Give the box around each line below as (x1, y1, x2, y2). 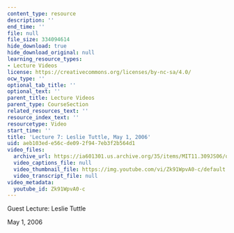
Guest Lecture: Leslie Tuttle (7, 204, 86, 213)
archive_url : (13, 153, 52, 160)
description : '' (7, 17, 54, 24)
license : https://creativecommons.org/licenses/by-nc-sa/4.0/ (7, 68, 192, 75)
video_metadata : (7, 179, 54, 186)
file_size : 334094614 (7, 36, 70, 43)
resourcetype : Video (7, 120, 68, 128)
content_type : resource (7, 10, 77, 17)
